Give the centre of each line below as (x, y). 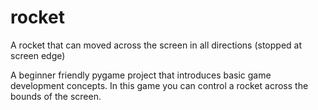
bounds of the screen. (56, 96)
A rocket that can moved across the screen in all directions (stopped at (156, 45)
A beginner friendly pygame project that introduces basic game (141, 75)
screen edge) (38, 55)
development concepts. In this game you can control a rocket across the (159, 85)
